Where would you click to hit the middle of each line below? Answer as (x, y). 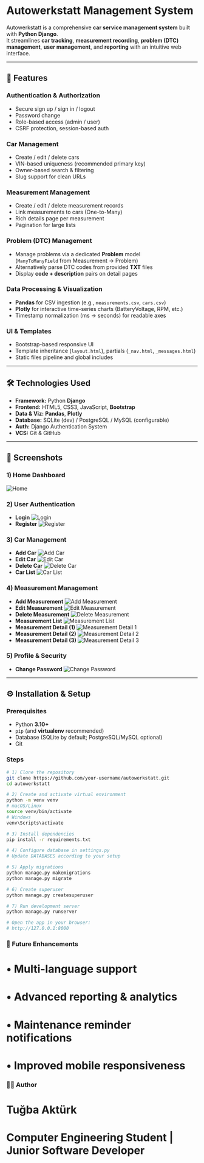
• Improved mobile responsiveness (96, 1065)
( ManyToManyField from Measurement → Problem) (76, 260)
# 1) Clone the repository (40, 772)
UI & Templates (29, 331)
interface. (18, 53)
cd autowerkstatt (28, 784)
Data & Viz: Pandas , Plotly (49, 413)
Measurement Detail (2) (46, 634)
